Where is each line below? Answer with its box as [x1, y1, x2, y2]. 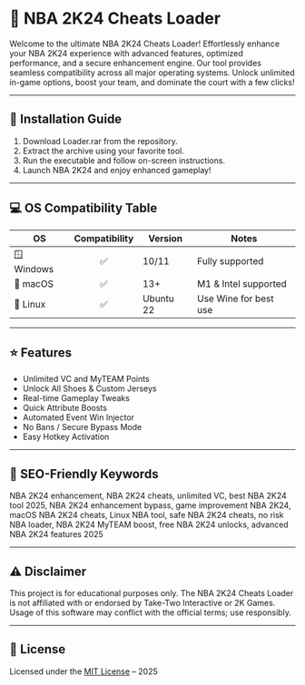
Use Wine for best [196, 292, 274, 305]
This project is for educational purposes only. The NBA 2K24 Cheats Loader [9, 588, 294, 598]
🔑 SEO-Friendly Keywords [9, 466, 159, 482]
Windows [14, 262, 54, 275]
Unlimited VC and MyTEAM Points [22, 374, 150, 385]
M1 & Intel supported [196, 277, 288, 289]
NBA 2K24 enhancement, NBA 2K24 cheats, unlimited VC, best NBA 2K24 [9, 490, 288, 502]
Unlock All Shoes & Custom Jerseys [22, 383, 157, 394]
